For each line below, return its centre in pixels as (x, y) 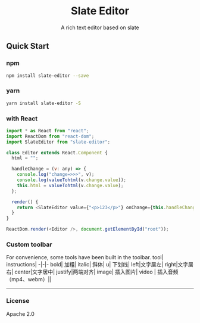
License (18, 301)
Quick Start (28, 46)
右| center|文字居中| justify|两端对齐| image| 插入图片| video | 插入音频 (92, 272)
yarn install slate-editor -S (44, 103)
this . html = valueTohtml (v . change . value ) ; (70, 185)
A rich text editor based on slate (100, 27)
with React (22, 119)
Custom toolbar (29, 244)
